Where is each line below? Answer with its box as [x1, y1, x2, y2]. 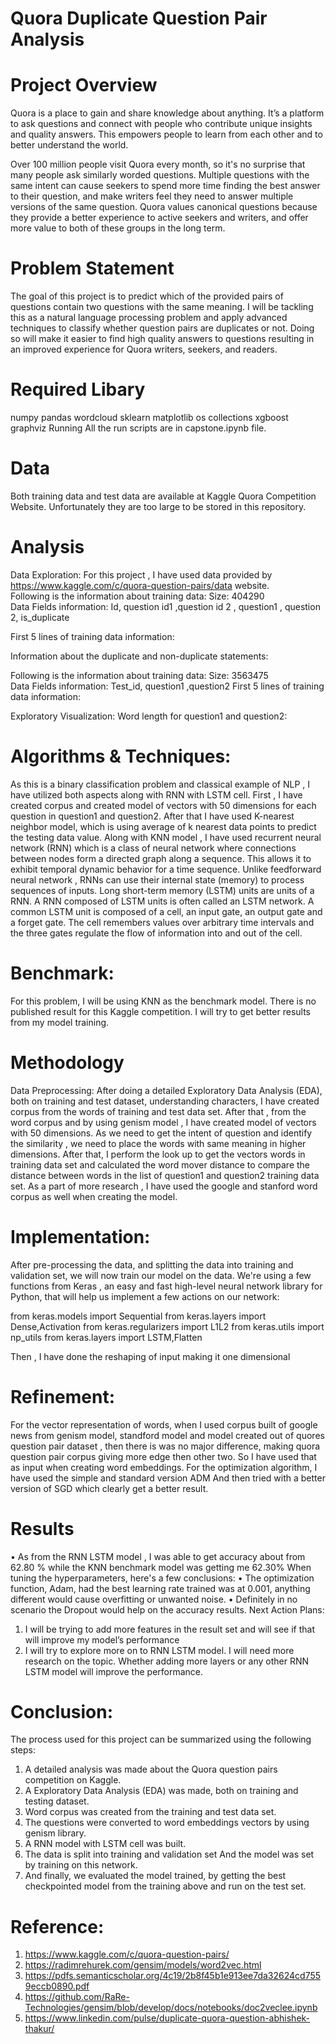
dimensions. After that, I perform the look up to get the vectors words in [10, 1148, 306, 1160]
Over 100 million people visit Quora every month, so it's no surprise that [10, 158, 306, 171]
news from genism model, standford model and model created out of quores [10, 1429, 325, 1441]
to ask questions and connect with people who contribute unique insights [10, 118, 313, 130]
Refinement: [10, 1385, 116, 1408]
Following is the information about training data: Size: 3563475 [10, 669, 269, 681]
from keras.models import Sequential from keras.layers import [10, 1310, 267, 1322]
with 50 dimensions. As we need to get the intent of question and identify [10, 1127, 313, 1139]
